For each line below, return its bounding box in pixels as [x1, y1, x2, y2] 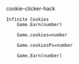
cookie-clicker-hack [6, 5, 55, 12]
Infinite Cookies [6, 17, 49, 23]
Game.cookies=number [17, 32, 68, 38]
